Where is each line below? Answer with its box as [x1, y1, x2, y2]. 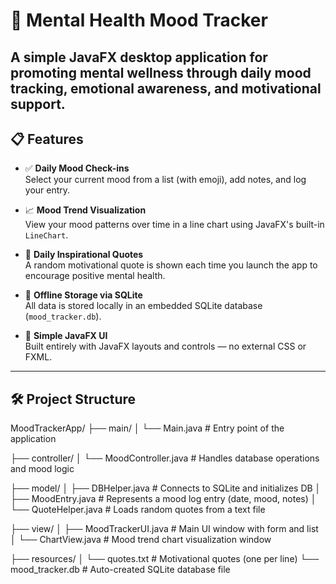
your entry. [24, 184, 71, 196]
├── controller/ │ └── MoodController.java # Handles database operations [10, 452, 320, 464]
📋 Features [10, 130, 84, 148]
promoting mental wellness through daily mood [10, 64, 312, 81]
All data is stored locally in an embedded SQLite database [24, 300, 263, 312]
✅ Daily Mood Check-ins [24, 162, 130, 174]
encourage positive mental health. [24, 270, 166, 282]
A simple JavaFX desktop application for [10, 49, 268, 66]
